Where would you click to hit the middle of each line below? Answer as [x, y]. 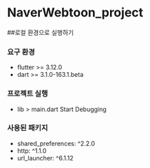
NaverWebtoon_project [75, 13]
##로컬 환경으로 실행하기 [41, 32]
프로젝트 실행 [28, 94]
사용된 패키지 [28, 128]
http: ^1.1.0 [32, 151]
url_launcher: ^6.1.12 [45, 158]
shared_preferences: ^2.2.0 [56, 143]
